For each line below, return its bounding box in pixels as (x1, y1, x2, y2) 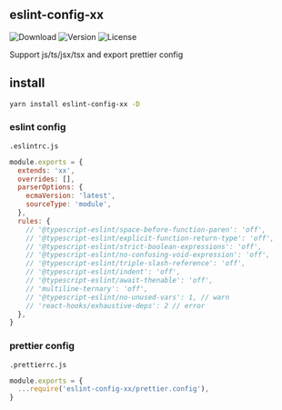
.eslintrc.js (9, 141, 59, 151)
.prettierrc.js (9, 360, 67, 369)
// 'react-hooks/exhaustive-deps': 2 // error (25, 301, 206, 310)
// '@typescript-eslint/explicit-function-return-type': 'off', (25, 234, 275, 243)
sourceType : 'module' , (25, 200, 112, 209)
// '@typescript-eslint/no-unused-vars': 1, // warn (25, 293, 230, 302)
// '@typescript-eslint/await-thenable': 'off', (25, 276, 214, 285)
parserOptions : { (17, 183, 84, 192)
